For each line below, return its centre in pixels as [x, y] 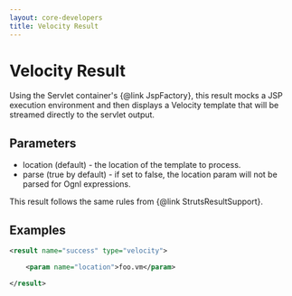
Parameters [43, 143]
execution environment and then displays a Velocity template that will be [144, 106]
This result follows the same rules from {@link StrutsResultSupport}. [137, 202]
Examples [38, 230]
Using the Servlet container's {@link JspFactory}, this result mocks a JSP [146, 96]
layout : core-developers [56, 18]
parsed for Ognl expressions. [76, 184]
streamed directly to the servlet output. [82, 115]
